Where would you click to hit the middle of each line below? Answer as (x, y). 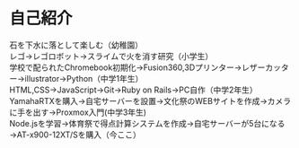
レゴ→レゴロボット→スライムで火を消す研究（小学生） (111, 56)
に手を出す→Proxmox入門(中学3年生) (78, 112)
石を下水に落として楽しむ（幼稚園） (76, 45)
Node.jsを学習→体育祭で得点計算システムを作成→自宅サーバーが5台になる (147, 123)
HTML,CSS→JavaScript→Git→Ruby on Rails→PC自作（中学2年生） (133, 90)
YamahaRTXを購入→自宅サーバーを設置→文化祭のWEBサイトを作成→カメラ (150, 100)
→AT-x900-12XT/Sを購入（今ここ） (75, 135)
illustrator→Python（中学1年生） (84, 78)
